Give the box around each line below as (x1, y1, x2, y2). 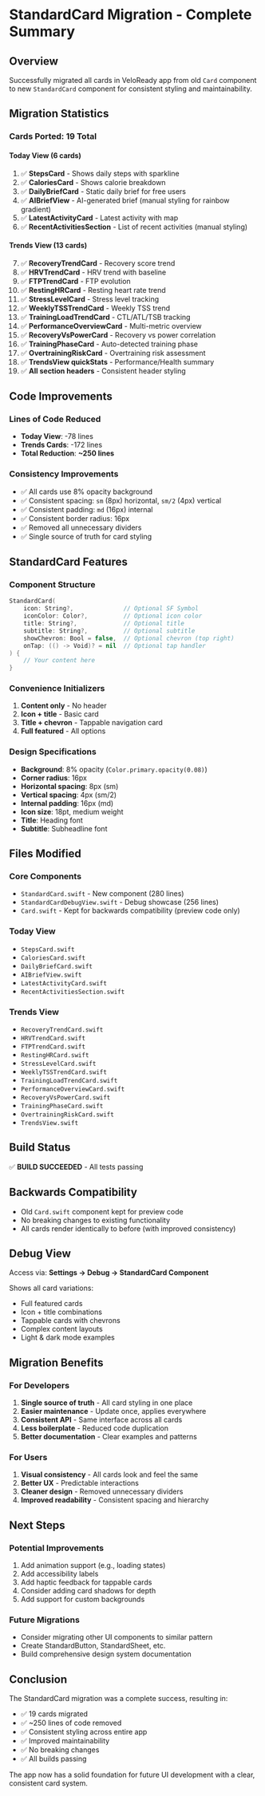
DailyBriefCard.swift (20, 962, 93, 970)
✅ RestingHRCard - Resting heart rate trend (20, 285, 166, 294)
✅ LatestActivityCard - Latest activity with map (20, 213, 179, 223)
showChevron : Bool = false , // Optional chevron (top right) (23, 634, 235, 642)
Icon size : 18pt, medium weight (20, 807, 124, 816)
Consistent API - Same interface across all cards (20, 1415, 183, 1425)
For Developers (9, 1380, 70, 1391)
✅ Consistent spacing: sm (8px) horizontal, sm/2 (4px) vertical (20, 495, 222, 505)
